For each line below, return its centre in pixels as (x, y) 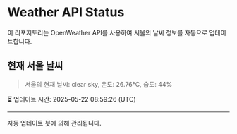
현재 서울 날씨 (35, 66)
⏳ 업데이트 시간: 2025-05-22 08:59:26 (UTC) (72, 99)
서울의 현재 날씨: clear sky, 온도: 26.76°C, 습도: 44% (98, 84)
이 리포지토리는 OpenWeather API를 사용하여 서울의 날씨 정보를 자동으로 (108, 32)
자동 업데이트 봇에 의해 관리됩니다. (54, 123)
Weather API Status (66, 12)
